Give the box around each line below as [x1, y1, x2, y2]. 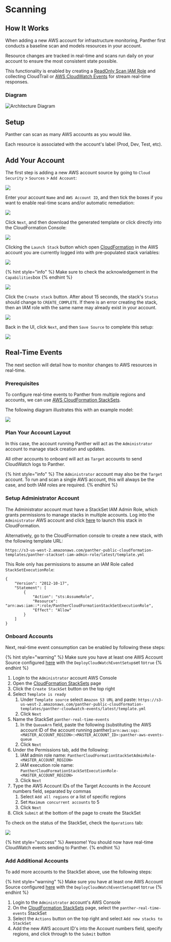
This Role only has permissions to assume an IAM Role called [5, 561, 134, 567]
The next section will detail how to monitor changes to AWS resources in [5, 362, 157, 368]
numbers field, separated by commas [12, 788, 92, 794]
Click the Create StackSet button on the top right [12, 685, 116, 691]
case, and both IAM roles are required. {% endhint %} [5, 482, 118, 488]
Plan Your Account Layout [5, 429, 71, 436]
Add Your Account [5, 156, 65, 165]
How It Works [5, 24, 49, 33]
